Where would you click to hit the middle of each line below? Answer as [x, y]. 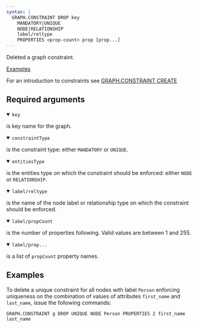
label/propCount [32, 221]
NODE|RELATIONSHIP [40, 29]
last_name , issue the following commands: [59, 303]
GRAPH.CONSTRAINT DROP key [46, 18]
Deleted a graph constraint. [40, 57]
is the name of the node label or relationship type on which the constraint [97, 203]
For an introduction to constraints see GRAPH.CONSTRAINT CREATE [92, 80]
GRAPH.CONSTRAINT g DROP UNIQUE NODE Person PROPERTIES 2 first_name [96, 313]
